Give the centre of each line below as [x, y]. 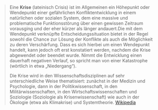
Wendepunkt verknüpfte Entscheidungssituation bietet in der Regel [79, 34]
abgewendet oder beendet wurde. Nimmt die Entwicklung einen [75, 55]
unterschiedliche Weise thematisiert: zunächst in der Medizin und [77, 81]
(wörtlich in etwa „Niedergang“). [43, 66]
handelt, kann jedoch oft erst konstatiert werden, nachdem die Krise [80, 50]
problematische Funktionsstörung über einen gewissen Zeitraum [76, 23]
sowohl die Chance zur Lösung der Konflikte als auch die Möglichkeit [81, 39]
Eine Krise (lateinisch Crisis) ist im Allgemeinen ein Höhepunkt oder [80, 7]
